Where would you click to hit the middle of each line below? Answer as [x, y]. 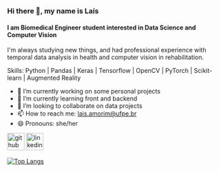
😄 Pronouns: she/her [47, 124]
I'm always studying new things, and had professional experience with [107, 50]
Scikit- [203, 71]
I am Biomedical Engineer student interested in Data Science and [102, 28]
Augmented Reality [54, 78]
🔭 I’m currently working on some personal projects [88, 92]
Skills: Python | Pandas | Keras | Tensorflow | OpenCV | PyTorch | [100, 71]
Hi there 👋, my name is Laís [53, 11]
